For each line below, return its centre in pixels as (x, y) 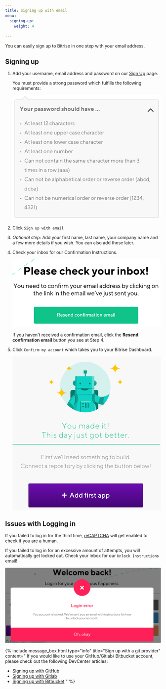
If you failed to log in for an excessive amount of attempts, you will (73, 551)
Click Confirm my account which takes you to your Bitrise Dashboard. (82, 350)
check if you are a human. (32, 541)
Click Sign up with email (38, 228)
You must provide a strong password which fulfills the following (77, 83)
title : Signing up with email (36, 10)
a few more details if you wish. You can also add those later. (73, 243)
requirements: (26, 88)
